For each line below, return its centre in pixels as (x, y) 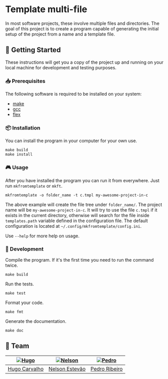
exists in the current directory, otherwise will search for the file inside (77, 215)
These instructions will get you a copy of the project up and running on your (84, 62)
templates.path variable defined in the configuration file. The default (77, 221)
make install (19, 155)
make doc (14, 330)
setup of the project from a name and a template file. (60, 34)
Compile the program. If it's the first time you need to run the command (80, 260)
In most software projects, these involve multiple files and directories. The (82, 23)
